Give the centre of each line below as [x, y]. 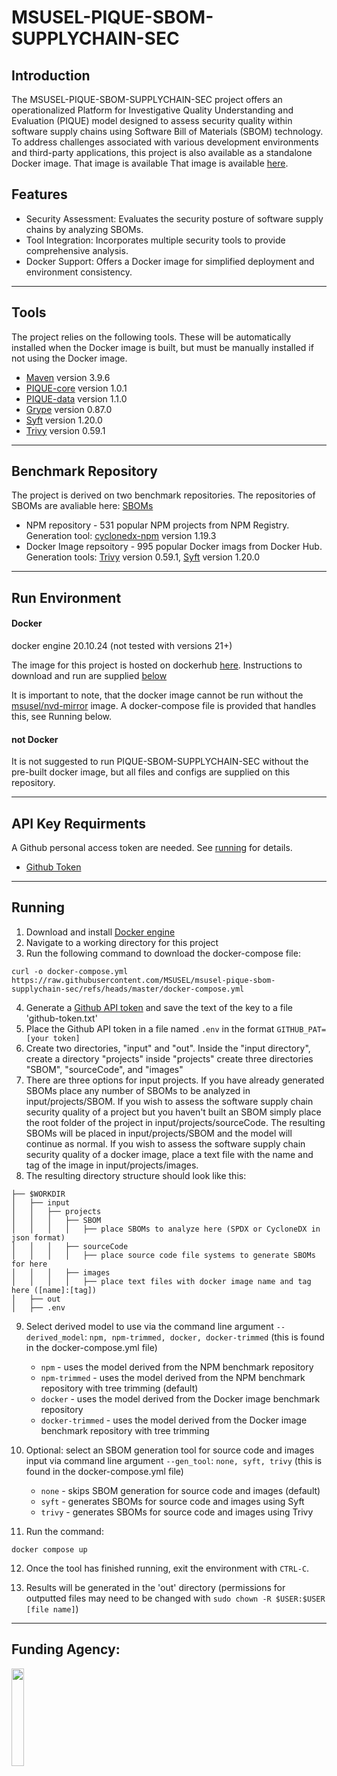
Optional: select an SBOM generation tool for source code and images [170, 1450]
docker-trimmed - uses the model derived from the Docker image [174, 1420]
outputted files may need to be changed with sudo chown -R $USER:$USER [175, 1598]
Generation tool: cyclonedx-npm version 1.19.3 [121, 536]
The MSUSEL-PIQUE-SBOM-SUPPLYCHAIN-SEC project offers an [147, 99]
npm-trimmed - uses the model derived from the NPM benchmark [173, 1377]
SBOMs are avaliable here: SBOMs [82, 506]
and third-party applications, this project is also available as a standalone [162, 152]
